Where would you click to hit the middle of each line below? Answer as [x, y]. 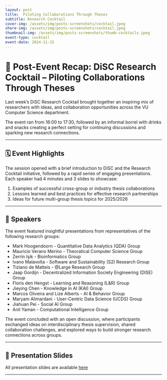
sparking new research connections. [43, 132]
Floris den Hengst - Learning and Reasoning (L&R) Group [71, 283]
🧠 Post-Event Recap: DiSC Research [81, 66]
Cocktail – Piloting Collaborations [75, 77]
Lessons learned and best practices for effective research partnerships [85, 193]
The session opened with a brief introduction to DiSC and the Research [78, 168]
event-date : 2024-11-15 [30, 42]
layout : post [19, 10]
